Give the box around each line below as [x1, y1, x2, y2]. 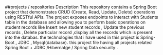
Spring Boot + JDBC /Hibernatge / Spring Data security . [5, 45, 118, 50]
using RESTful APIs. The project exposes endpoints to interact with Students [5, 14, 158, 20]
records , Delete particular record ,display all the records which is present [5, 30, 152, 35]
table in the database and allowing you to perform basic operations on [5, 19, 146, 25]
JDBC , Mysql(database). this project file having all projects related [18, 40, 152, 45]
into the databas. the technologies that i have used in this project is [5, 34, 140, 40]
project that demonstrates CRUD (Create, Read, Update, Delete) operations [5, 9, 156, 15]
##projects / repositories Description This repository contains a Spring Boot [5, 4, 157, 10]
